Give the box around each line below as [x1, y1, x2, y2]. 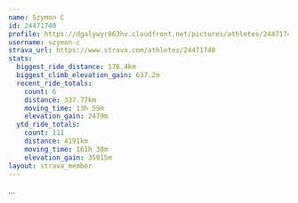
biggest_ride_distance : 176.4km [16, 63, 137, 72]
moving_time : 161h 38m [24, 144, 109, 153]
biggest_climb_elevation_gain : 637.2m [16, 71, 161, 80]
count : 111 [24, 129, 65, 137]
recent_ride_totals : [16, 79, 93, 88]
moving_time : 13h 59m [24, 104, 104, 113]
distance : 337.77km [24, 95, 97, 105]
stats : [8, 54, 33, 63]
